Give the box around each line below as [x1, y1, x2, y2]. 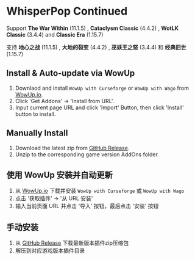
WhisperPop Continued [6, 4, 128, 18]
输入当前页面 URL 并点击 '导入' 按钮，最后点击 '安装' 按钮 [15, 203, 159, 210]
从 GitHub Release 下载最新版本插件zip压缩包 [15, 239, 129, 247]
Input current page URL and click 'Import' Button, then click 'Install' [15, 104, 184, 111]
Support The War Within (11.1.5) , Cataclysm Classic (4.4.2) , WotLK [6, 24, 179, 32]
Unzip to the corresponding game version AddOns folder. [15, 151, 160, 158]
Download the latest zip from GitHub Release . [15, 144, 130, 151]
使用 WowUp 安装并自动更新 [6, 170, 113, 180]
